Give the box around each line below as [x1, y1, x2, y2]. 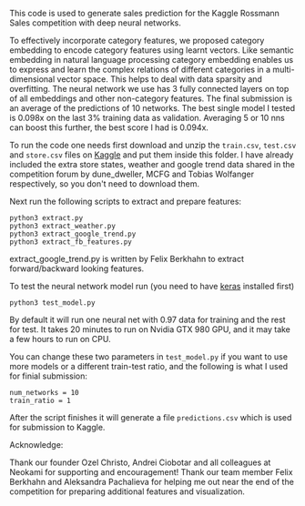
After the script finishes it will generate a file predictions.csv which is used [9, 412, 292, 422]
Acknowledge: [9, 440, 64, 450]
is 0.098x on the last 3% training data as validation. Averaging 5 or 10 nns [9, 113, 285, 123]
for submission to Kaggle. [9, 422, 106, 432]
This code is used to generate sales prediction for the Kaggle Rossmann [9, 8, 280, 18]
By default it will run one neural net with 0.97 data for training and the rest [9, 314, 286, 325]
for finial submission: [9, 370, 88, 381]
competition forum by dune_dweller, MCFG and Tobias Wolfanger [9, 168, 255, 179]
